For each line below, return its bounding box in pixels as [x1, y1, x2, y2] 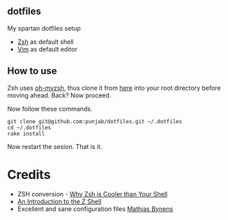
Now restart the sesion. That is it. [7, 142, 102, 150]
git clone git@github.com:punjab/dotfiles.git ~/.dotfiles [7, 118, 183, 125]
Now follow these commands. [7, 104, 93, 113]
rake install [7, 130, 45, 137]
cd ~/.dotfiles [7, 124, 52, 131]
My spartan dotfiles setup [7, 24, 82, 32]
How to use [7, 65, 57, 77]
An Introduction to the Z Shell [17, 197, 102, 205]
